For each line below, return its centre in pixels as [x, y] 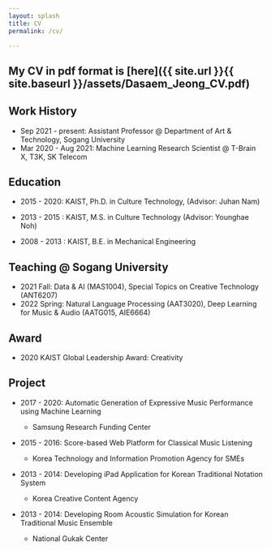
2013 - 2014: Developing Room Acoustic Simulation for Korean [124, 514]
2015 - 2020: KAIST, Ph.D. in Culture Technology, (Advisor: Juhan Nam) [140, 202]
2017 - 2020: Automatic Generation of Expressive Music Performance [136, 402]
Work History [43, 112]
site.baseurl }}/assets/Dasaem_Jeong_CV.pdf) [129, 83]
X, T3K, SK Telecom [54, 157]
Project [27, 383]
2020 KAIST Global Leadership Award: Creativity [101, 358]
